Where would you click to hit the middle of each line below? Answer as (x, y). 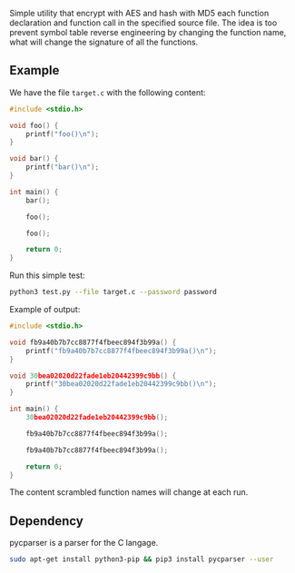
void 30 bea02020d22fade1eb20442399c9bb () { (93, 376)
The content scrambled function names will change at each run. (129, 492)
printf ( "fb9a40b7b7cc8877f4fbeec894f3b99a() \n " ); (122, 351)
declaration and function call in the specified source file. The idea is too (143, 23)
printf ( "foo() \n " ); (63, 134)
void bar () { (34, 159)
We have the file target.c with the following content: (108, 92)
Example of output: (45, 310)
